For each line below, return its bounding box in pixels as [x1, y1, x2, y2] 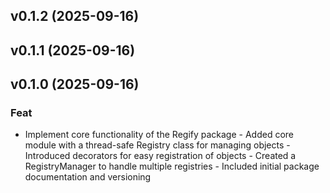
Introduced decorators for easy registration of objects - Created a [24, 150, 297, 162]
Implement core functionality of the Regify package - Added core [24, 129, 295, 141]
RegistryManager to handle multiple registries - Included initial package [24, 160, 320, 173]
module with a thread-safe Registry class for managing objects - [24, 139, 291, 151]
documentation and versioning [24, 171, 152, 183]
